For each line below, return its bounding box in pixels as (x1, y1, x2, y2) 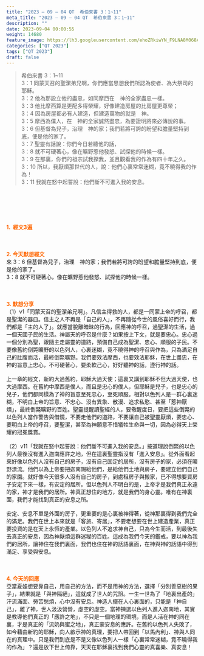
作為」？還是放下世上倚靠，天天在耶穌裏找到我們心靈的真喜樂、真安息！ (11, 643, 192, 651)
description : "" (6, 20, 47, 26)
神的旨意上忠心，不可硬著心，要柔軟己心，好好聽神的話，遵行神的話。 (6, 361, 182, 368)
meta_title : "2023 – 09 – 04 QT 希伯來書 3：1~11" (6, 15, 135, 21)
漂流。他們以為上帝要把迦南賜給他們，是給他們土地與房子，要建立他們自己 (11, 465, 198, 472)
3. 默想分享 (6, 300, 35, 307)
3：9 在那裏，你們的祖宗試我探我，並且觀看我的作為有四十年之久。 (21, 155, 189, 162)
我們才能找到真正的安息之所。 (16, 495, 92, 503)
